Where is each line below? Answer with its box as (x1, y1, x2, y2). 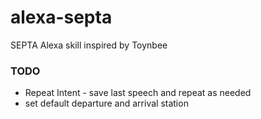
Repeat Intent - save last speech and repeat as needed (24, 87, 252, 99)
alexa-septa (10, 6, 113, 29)
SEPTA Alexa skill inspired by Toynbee (10, 39, 168, 51)
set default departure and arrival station (24, 97, 189, 110)
